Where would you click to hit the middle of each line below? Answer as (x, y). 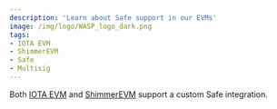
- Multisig (30, 69)
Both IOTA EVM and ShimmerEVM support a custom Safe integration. (138, 94)
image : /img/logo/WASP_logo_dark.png (81, 26)
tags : (20, 35)
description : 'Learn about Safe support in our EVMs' (114, 18)
